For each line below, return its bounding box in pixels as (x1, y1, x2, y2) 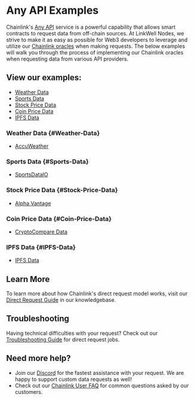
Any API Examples (6, 4, 99, 17)
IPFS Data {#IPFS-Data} (6, 243, 76, 251)
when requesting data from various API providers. (6, 55, 129, 62)
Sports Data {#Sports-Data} (6, 157, 89, 165)
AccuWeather (14, 143, 49, 150)
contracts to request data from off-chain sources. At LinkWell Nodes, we (6, 29, 184, 37)
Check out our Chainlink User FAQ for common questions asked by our (14, 381, 189, 389)
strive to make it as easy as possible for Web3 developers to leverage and (6, 36, 188, 43)
